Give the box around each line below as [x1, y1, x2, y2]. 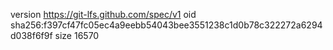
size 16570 [54, 30, 100, 41]
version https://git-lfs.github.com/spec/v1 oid [10, 9, 197, 20]
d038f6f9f [10, 30, 53, 41]
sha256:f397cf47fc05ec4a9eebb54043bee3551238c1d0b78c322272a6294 [10, 19, 323, 31]
